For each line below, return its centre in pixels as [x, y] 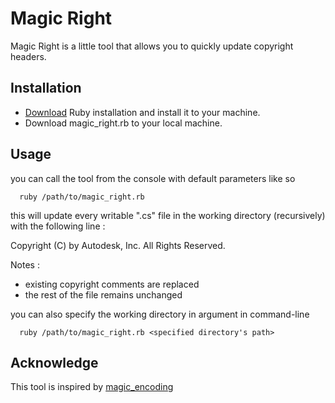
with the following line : [58, 226]
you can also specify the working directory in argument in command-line [160, 314]
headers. [28, 56]
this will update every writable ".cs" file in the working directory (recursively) [168, 215]
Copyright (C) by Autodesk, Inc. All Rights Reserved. [118, 245]
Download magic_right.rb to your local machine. [123, 123]
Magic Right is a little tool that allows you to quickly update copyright [152, 46]
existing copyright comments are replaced [112, 284]
